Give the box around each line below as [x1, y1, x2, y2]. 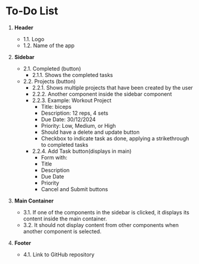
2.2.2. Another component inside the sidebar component [32, 90, 172, 97]
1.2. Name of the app [23, 42, 75, 49]
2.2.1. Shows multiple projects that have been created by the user [32, 84, 194, 91]
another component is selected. [23, 228, 102, 235]
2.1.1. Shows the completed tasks [32, 71, 113, 78]
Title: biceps [41, 103, 72, 110]
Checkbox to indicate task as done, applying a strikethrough [41, 134, 189, 142]
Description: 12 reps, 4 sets [41, 109, 109, 116]
